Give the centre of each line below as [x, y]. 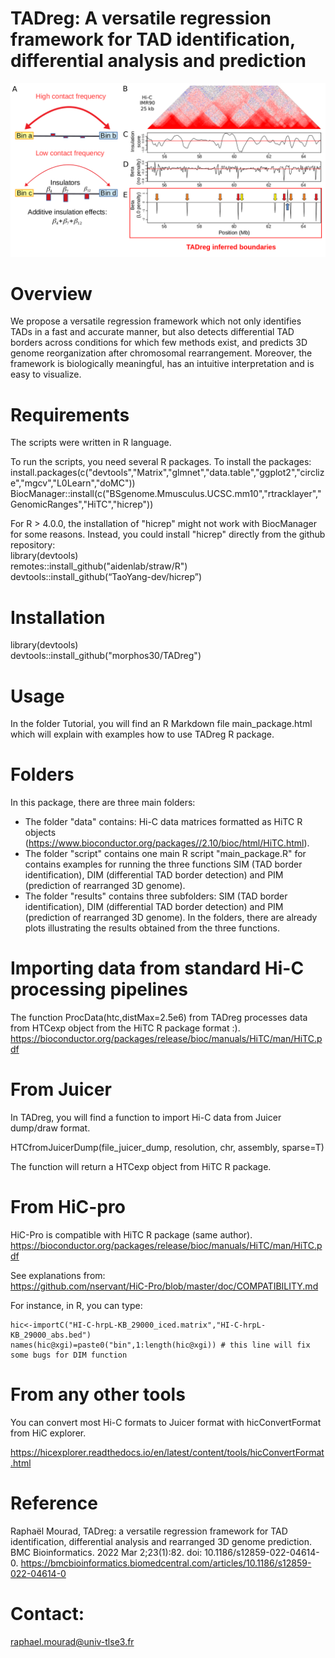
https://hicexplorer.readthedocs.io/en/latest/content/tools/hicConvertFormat [167, 1452]
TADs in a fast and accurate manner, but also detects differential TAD [152, 332]
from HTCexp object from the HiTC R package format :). [125, 1028]
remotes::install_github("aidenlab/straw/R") [99, 566]
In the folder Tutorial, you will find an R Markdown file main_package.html [161, 724]
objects [40, 833]
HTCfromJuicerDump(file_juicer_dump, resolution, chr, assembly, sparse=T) [167, 1148]
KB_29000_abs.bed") [51, 1335]
